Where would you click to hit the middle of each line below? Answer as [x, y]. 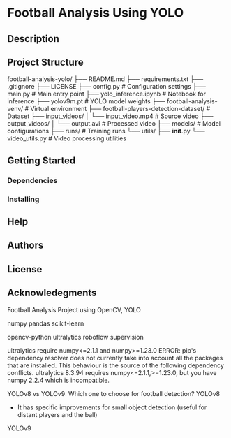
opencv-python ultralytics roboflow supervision [76, 337]
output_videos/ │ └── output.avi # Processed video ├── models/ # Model [114, 124]
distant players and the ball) [57, 414]
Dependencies [32, 180]
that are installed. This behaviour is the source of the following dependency [116, 365]
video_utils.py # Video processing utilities [67, 138]
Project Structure [45, 62]
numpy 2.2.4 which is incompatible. [59, 380]
